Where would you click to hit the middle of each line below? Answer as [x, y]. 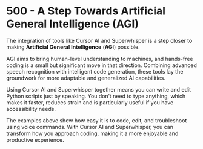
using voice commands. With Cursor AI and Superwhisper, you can [90, 127]
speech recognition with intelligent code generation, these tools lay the [95, 71]
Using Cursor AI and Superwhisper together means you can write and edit [98, 89]
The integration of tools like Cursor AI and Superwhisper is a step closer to [99, 40]
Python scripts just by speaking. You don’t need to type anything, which [96, 96]
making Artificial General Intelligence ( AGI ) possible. [73, 47]
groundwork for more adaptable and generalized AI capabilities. [86, 78]
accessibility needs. [31, 109]
